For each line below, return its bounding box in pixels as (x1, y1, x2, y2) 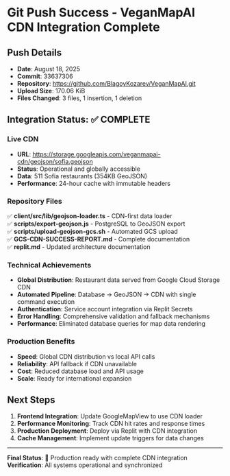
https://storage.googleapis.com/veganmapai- (32, 150, 161, 158)
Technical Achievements (7, 260, 92, 270)
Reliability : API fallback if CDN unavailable (16, 359, 137, 368)
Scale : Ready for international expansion (16, 374, 132, 382)
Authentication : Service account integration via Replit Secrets (16, 305, 193, 313)
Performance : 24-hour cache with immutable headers (16, 179, 171, 187)
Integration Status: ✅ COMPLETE (7, 114, 151, 126)
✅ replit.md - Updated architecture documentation (7, 242, 151, 251)
